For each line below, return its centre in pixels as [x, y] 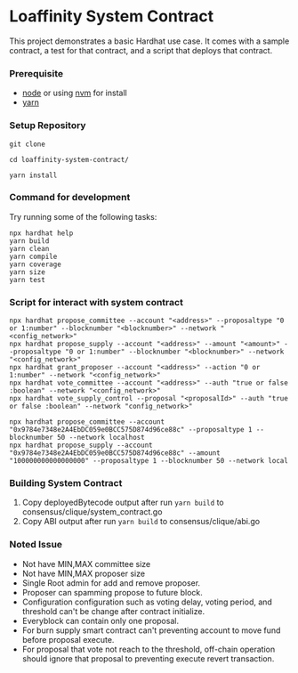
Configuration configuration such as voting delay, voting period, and [147, 602]
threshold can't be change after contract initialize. [113, 611]
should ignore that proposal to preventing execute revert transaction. [148, 658]
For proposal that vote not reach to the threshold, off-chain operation [149, 649]
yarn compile [33, 256]
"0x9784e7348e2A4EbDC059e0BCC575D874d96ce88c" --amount [115, 453]
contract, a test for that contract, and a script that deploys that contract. [141, 50]
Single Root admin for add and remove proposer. [111, 583]
